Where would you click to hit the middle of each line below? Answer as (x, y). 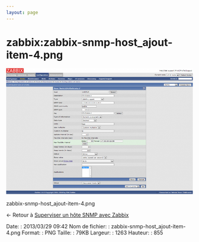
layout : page (22, 12)
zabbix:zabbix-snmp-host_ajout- (89, 42)
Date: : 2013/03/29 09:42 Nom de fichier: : (58, 226)
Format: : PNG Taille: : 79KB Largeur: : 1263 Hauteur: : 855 (92, 233)
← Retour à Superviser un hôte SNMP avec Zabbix (68, 215)
